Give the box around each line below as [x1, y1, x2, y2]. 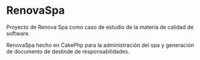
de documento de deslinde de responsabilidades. [6, 47, 130, 55]
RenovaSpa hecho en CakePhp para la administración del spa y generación [6, 41, 195, 49]
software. [6, 29, 30, 37]
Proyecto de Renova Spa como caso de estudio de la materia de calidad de [6, 23, 194, 31]
